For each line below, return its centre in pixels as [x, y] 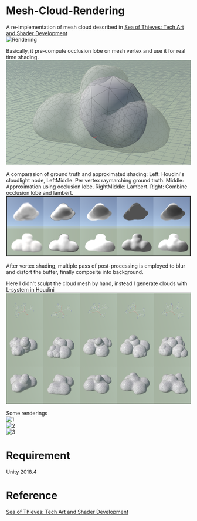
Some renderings [27, 413]
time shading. [23, 57]
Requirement [38, 455]
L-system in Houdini [30, 289]
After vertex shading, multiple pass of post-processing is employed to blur [96, 266]
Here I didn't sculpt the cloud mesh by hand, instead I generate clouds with [97, 283]
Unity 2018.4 [21, 472]
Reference [32, 495]
